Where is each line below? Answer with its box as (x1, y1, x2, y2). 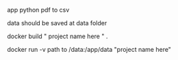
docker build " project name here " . (7, 32, 108, 40)
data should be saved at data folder (7, 19, 107, 27)
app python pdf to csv (7, 6, 70, 14)
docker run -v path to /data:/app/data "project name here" (7, 46, 171, 53)
